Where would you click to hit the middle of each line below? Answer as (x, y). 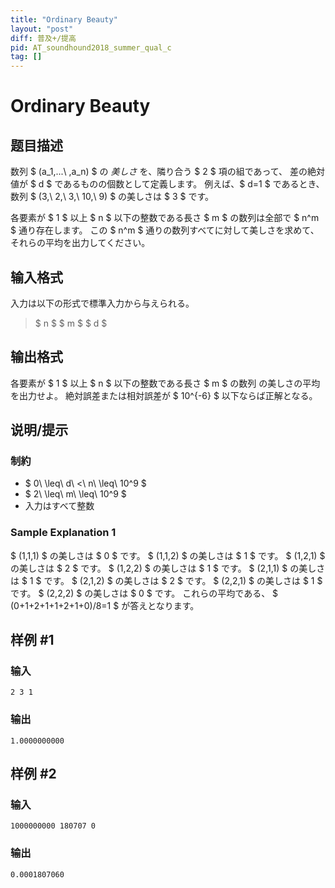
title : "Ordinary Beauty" (64, 19)
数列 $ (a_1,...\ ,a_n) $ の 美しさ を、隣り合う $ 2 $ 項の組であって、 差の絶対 (168, 172)
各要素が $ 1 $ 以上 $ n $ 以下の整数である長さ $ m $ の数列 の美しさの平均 (165, 383)
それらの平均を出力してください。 (80, 243)
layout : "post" (42, 29)
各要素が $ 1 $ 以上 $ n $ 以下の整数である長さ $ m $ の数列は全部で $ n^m (165, 218)
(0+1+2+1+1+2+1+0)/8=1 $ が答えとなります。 (105, 605)
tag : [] (26, 57)
